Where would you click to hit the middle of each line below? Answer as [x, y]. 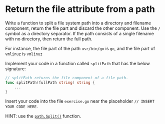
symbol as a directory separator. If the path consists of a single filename [79, 33]
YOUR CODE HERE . [22, 107]
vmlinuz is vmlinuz [24, 54]
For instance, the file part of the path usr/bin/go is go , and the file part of [80, 48]
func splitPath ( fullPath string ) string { [50, 82]
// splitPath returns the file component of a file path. [67, 78]
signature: [15, 69]
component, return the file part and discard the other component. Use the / [83, 28]
